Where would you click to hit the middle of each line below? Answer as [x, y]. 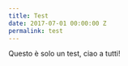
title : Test [28, 16]
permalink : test [36, 31]
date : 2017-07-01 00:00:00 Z [58, 23]
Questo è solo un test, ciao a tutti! [64, 54]
